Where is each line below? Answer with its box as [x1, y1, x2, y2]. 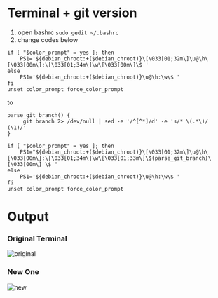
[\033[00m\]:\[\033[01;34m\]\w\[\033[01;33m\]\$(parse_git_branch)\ [7, 154, 212, 162]
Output [7, 209, 49, 225]
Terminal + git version [7, 5, 137, 21]
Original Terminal [7, 233, 68, 243]
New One [7, 267, 40, 277]
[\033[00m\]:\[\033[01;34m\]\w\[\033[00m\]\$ [7, 61, 142, 68]
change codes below [17, 35, 79, 43]
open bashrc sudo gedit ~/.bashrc [17, 28, 119, 36]
